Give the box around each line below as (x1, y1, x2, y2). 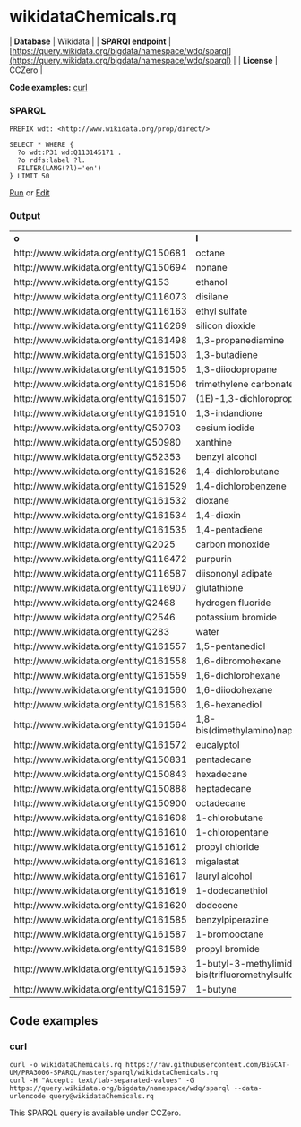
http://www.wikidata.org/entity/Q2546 (13, 611, 176, 623)
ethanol (195, 275, 228, 288)
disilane (195, 290, 228, 302)
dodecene (195, 898, 239, 911)
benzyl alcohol (195, 450, 258, 463)
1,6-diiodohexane (195, 683, 273, 696)
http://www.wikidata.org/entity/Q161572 (13, 738, 187, 750)
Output (9, 210, 41, 222)
